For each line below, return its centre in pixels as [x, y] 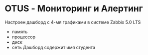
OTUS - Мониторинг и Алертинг [74, 9]
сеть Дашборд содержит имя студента [54, 47]
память [20, 31]
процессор [24, 37]
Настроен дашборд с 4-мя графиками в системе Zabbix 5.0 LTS [73, 22]
